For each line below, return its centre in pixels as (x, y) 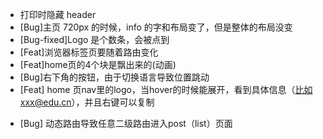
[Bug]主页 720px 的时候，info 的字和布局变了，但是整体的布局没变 (156, 27)
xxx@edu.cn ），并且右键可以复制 (87, 102)
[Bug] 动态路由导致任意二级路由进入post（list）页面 (126, 123)
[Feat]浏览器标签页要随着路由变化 (89, 52)
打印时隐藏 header (58, 14)
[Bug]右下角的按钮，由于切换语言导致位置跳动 (114, 77)
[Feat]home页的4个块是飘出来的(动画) (98, 64)
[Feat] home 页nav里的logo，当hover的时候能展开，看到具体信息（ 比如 (166, 89)
